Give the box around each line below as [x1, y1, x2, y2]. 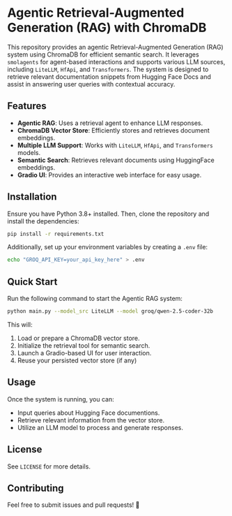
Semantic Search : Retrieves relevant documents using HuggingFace [17, 156, 215, 164]
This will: [7, 320, 33, 329]
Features [7, 100, 47, 112]
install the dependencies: [7, 216, 79, 225]
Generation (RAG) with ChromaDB [7, 20, 207, 36]
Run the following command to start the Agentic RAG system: [7, 295, 183, 303]
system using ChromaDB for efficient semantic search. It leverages [7, 50, 200, 59]
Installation [7, 191, 57, 203]
